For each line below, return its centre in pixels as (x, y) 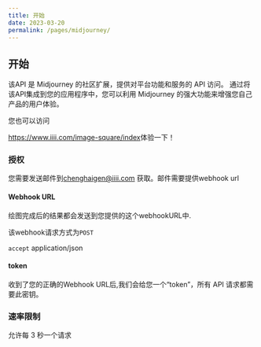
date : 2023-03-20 (37, 23)
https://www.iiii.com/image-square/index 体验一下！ (92, 138)
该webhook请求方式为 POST (51, 232)
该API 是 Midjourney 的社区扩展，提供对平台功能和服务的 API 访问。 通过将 (129, 84)
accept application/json (46, 248)
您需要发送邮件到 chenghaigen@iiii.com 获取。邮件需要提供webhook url (124, 179)
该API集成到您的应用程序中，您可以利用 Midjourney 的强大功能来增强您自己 (130, 94)
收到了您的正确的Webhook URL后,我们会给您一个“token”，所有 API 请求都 (127, 284)
